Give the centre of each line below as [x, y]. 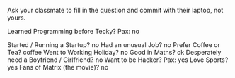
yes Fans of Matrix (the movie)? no [58, 67]
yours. [17, 18]
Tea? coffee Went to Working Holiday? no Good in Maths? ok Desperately [114, 52]
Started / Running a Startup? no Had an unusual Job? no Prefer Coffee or [114, 45]
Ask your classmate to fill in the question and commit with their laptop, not [115, 10]
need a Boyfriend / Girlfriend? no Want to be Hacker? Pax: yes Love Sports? [118, 60]
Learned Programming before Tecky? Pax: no [74, 31]
